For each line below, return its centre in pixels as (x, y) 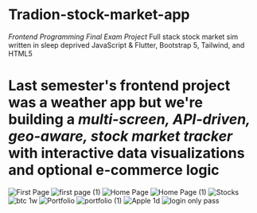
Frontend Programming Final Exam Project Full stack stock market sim (123, 37)
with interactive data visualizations (127, 153)
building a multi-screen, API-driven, (129, 120)
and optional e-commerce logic (114, 170)
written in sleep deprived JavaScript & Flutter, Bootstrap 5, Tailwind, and (127, 45)
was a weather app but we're (105, 103)
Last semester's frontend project (119, 86)
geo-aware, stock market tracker (121, 136)
